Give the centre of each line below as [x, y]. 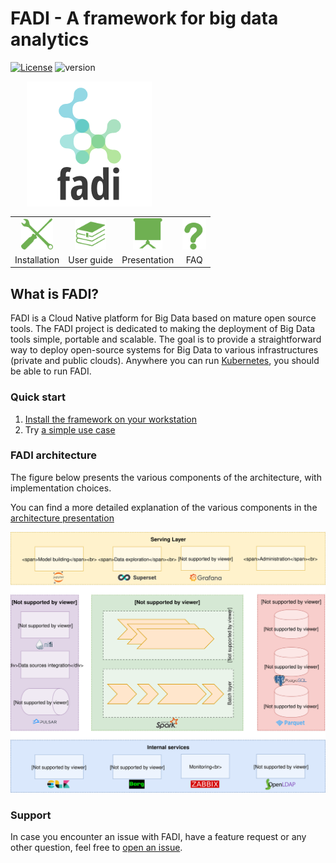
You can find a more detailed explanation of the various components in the [164, 507]
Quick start [38, 397]
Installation [37, 259]
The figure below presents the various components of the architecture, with [166, 477]
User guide [91, 259]
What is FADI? [55, 293]
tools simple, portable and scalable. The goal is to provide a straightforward [166, 339]
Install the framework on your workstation [110, 419]
